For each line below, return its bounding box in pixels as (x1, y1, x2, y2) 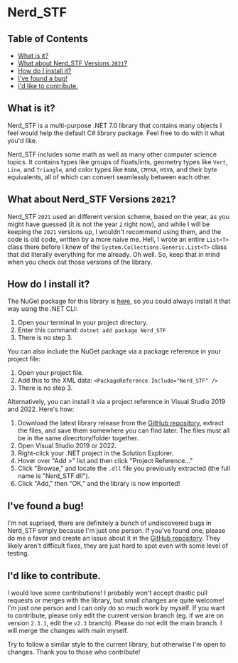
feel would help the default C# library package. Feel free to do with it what (7, 129, 225, 137)
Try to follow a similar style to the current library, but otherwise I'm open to (7, 640, 226, 649)
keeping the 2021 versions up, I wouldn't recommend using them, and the (7, 227, 222, 235)
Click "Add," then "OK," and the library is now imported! (17, 479, 180, 488)
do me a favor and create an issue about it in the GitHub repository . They (7, 534, 221, 543)
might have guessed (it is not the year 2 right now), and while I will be (7, 220, 210, 228)
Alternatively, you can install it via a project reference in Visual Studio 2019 (7, 398, 226, 406)
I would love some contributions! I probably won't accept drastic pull (7, 588, 208, 598)
